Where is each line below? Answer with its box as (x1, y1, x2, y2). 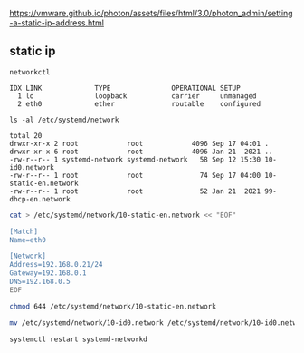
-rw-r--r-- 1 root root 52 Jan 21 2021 (9, 186, 261, 196)
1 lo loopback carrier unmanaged (17, 91, 257, 101)
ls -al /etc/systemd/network (9, 115, 119, 124)
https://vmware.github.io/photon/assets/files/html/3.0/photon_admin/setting (9, 8, 293, 18)
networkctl (9, 67, 51, 76)
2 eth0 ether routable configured (17, 99, 261, 108)
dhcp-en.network (9, 194, 71, 203)
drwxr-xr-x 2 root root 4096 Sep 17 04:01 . (9, 139, 270, 148)
